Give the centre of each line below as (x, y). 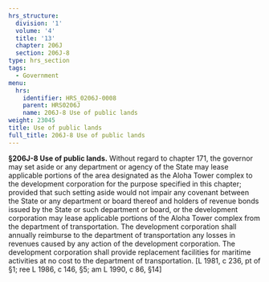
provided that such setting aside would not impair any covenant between (129, 192)
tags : (17, 68)
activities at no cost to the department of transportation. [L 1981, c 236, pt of (134, 260)
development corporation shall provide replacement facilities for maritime (130, 252)
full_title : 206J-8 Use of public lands (77, 135)
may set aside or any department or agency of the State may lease (118, 166)
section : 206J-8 (43, 53)
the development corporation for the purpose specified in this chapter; (125, 184)
